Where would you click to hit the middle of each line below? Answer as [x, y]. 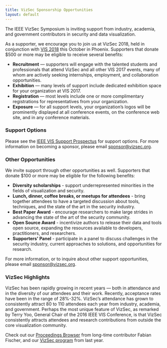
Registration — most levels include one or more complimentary [78, 96]
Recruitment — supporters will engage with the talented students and [85, 64]
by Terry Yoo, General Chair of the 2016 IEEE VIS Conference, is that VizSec [83, 315]
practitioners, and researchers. [44, 233]
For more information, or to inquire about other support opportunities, [77, 259]
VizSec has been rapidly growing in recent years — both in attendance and [83, 288]
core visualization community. [36, 325]
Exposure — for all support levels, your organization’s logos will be [81, 107]
